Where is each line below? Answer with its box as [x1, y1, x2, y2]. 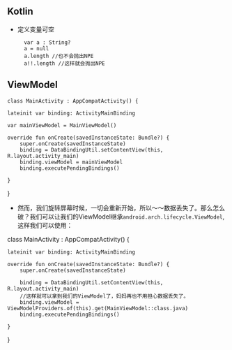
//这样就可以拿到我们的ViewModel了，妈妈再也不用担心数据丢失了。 [20, 293, 190, 300]
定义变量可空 [17, 24, 54, 34]
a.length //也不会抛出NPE [24, 52, 94, 59]
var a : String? [24, 38, 71, 46]
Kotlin [7, 6, 33, 17]
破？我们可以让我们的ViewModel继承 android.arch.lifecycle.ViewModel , [17, 212, 225, 221]
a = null [24, 45, 49, 52]
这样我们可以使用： [17, 221, 73, 229]
